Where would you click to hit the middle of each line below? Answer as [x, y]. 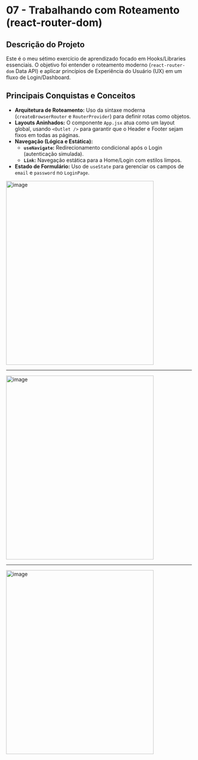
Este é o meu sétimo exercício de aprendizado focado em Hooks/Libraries [96, 59]
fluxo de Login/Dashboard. [39, 77]
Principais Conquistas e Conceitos [71, 96]
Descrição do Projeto [45, 44]
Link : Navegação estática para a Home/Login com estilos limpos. [103, 160]
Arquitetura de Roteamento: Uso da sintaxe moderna [80, 110]
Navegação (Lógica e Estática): [54, 141]
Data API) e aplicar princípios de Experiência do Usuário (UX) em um [99, 71]
